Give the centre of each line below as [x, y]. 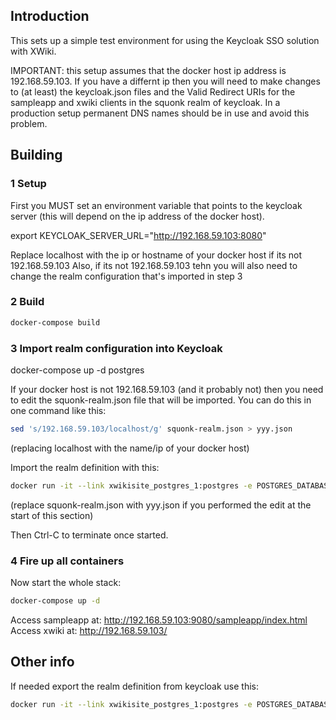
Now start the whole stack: [66, 583]
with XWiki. [33, 51]
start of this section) [52, 515]
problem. [29, 123]
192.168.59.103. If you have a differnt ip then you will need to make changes [165, 81]
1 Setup [28, 184]
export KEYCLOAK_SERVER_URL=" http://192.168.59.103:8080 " [138, 235]
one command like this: [58, 410]
